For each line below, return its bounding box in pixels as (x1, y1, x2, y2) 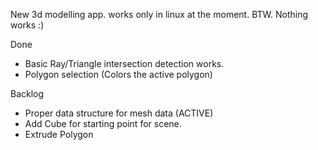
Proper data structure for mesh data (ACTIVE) (24, 107, 214, 119)
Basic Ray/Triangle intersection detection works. (24, 58, 225, 69)
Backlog (10, 88, 45, 99)
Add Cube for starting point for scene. (24, 118, 182, 129)
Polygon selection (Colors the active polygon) (24, 69, 213, 80)
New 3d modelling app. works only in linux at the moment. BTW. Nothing (10, 9, 308, 20)
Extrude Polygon (24, 129, 94, 140)
